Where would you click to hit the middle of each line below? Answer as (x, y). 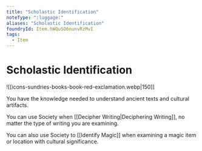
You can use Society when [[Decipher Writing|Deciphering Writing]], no (96, 116)
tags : (13, 35)
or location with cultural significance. (52, 141)
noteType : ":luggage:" (35, 18)
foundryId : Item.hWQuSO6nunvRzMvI (50, 29)
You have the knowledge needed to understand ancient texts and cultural (98, 98)
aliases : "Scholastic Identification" (55, 23)
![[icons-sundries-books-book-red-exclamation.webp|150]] (80, 87)
